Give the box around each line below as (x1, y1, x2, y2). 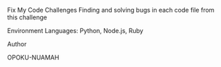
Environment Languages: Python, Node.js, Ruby (7, 27, 143, 35)
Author (7, 40, 27, 48)
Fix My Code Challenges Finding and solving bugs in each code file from (7, 6, 215, 14)
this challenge (7, 13, 47, 21)
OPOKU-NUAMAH (7, 53, 60, 61)
